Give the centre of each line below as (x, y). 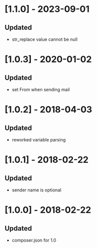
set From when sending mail (41, 90)
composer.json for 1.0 (34, 240)
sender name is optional (37, 190)
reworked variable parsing (39, 140)
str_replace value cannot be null (45, 39)
